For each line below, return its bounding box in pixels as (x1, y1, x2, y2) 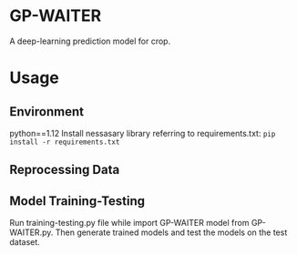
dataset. (9, 237, 41, 248)
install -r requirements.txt (9, 138, 120, 147)
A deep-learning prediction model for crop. (9, 36, 171, 46)
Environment (9, 104, 85, 119)
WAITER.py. (9, 227, 54, 238)
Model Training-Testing (9, 193, 146, 209)
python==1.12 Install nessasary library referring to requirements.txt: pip (9, 127, 276, 138)
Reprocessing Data (9, 162, 120, 178)
